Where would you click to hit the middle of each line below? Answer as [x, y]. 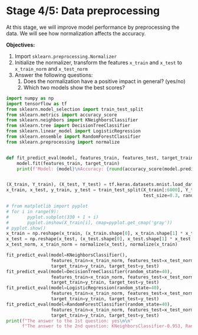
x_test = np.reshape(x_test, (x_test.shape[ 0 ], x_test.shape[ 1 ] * [89, 239]
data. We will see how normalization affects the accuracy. [76, 33]
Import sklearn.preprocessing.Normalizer [65, 56]
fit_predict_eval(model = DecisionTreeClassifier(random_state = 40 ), [89, 271]
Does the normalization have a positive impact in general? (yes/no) [104, 81]
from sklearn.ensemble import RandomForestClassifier [74, 137]
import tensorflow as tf [37, 104]
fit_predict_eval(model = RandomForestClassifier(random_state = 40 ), [89, 304]
